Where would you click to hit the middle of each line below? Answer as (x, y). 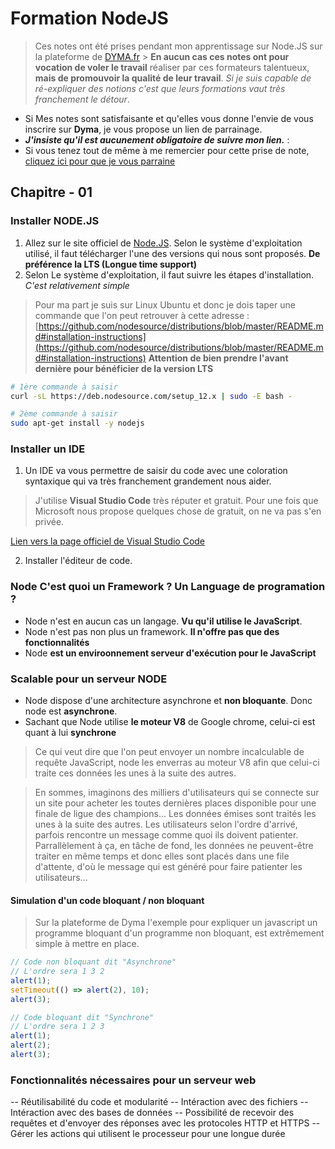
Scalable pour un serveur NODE (89, 679)
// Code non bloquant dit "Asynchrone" (93, 962)
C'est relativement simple (77, 285)
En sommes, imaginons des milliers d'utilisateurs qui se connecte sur (177, 793)
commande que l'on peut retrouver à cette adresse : (142, 315)
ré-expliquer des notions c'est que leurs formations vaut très (160, 88)
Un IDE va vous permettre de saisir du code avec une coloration (156, 471)
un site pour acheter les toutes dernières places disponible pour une (175, 803)
